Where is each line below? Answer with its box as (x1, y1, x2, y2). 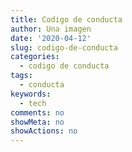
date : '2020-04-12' (10, 33, 92, 43)
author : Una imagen (10, 24, 92, 34)
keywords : (10, 89, 52, 99)
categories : (10, 52, 60, 62)
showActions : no (10, 126, 78, 136)
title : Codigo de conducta (10, 14, 123, 25)
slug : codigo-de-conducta (10, 42, 118, 53)
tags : (10, 71, 33, 81)
